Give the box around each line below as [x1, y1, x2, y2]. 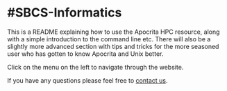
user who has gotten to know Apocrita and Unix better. [7, 50, 164, 58]
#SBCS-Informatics [7, 5, 122, 21]
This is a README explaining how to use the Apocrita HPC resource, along [7, 28, 220, 36]
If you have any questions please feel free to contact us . [7, 76, 168, 84]
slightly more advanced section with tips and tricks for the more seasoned [7, 42, 219, 50]
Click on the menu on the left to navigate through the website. [7, 63, 184, 71]
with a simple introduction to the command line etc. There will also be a [7, 34, 211, 43]
